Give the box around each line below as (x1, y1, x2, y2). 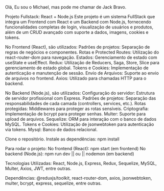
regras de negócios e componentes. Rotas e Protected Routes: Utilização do (5, 49, 159, 55)
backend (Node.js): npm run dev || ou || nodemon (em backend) (5, 151, 135, 157)
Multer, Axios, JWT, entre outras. (5, 165, 72, 171)
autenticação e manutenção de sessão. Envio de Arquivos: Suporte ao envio (5, 70, 159, 76)
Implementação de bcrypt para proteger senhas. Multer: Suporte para (5, 111, 146, 117)
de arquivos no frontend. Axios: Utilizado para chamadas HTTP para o (5, 76, 147, 81)
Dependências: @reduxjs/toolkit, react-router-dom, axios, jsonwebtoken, (5, 175, 152, 181)
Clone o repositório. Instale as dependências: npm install (5, 136, 120, 142)
